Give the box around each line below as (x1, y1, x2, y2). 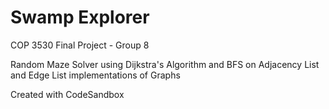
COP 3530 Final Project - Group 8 (10, 39, 150, 51)
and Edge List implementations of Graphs (10, 69, 181, 81)
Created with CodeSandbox (10, 88, 125, 100)
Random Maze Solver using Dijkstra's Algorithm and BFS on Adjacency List (10, 58, 320, 70)
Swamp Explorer (10, 6, 150, 29)
